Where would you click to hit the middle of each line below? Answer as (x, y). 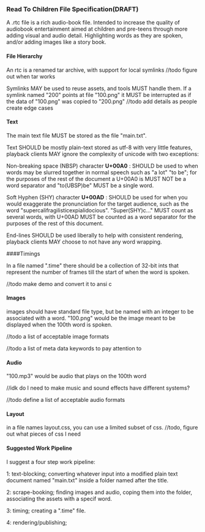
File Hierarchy (24, 56)
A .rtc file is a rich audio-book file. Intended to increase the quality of (93, 23)
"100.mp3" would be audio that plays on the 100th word (76, 376)
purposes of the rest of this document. (55, 223)
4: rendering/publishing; (37, 522)
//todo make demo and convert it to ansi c (59, 283)
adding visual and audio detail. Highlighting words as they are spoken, (95, 36)
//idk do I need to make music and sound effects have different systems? (98, 388)
